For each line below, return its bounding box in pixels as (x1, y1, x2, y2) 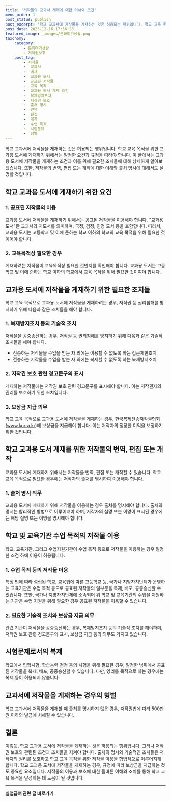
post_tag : (14, 55, 36, 60)
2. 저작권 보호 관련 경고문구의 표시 (5, 370, 84, 378)
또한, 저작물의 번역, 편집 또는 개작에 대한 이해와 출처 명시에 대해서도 (24, 164, 159, 171)
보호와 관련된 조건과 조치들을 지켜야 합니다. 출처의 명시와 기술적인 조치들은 (10, 749, 159, 756)
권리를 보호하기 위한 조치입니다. (5, 389, 68, 395)
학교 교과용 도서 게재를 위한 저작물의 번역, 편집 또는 (5, 445, 156, 454)
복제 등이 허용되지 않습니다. (5, 675, 60, 681)
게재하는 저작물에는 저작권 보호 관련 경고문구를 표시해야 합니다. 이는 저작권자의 (5, 383, 162, 389)
